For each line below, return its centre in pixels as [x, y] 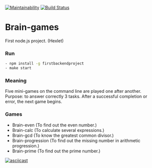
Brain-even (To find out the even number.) [54, 125]
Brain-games [32, 27]
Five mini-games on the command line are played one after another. [73, 91]
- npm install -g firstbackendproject [44, 63]
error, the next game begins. [34, 102]
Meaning [16, 81]
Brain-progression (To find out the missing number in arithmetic [76, 140]
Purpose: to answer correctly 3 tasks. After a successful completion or [76, 96]
